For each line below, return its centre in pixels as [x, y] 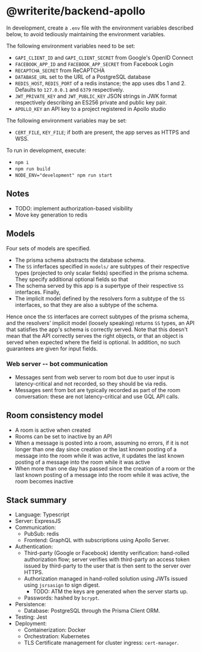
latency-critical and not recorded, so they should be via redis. [91, 384]
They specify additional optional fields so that [71, 279]
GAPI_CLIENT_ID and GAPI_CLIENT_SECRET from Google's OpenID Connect [104, 57]
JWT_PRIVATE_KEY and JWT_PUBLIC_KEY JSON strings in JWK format [96, 96]
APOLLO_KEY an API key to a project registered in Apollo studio [91, 109]
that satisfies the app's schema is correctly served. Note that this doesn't [97, 329]
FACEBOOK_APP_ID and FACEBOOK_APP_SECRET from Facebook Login [94, 64]
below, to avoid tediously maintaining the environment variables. [86, 34]
